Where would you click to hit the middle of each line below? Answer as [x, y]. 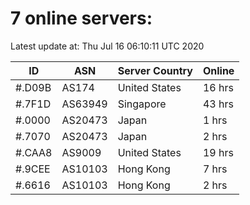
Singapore [142, 104]
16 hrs [218, 87]
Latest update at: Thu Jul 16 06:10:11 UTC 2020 [107, 46]
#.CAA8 [34, 152]
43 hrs [218, 104]
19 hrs [218, 152]
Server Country [155, 70]
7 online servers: [81, 18]
